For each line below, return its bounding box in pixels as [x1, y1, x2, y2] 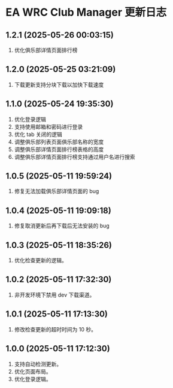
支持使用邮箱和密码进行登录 [14, 123, 83, 130]
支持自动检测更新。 [14, 360, 62, 368]
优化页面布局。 [14, 368, 51, 375]
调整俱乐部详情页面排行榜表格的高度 [14, 146, 104, 153]
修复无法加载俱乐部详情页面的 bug [14, 188, 99, 195]
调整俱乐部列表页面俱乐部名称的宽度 [14, 138, 104, 145]
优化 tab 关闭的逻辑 [14, 131, 62, 138]
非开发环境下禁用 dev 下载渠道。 [14, 291, 95, 298]
